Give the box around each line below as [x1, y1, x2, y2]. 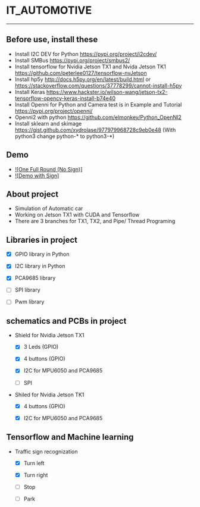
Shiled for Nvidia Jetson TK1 [14, 391, 85, 398]
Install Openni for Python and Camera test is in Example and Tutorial [14, 101, 182, 108]
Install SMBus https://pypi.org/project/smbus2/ [14, 57, 130, 64]
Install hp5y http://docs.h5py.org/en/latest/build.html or [14, 76, 151, 83]
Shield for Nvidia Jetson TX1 [14, 331, 85, 339]
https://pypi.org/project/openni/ [14, 107, 93, 114]
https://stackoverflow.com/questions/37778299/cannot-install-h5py [14, 82, 182, 89]
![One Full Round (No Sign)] [14, 165, 83, 173]
